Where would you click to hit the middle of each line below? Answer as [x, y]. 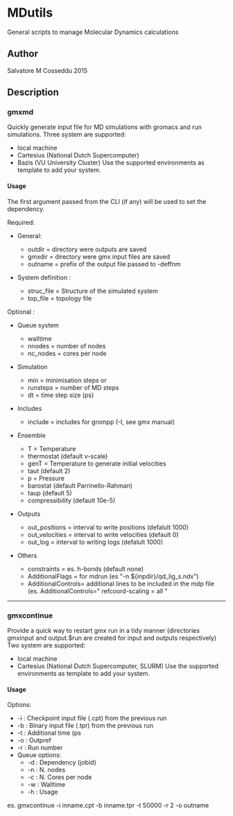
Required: [21, 222]
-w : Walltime [46, 785]
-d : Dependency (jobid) [62, 763]
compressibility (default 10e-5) [71, 500]
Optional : [21, 312]
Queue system [38, 325]
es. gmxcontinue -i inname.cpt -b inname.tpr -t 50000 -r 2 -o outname [108, 806]
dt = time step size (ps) [61, 395]
